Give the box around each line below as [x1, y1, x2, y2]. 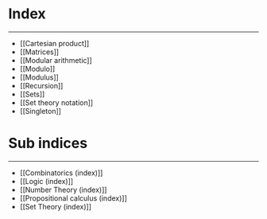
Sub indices [8, 135, 88, 152]
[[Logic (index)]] [19, 176, 74, 186]
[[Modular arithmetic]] [19, 55, 93, 65]
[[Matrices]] [19, 47, 60, 57]
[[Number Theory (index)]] [19, 185, 107, 194]
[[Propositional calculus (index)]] [19, 193, 127, 203]
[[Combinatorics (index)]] [19, 168, 103, 178]
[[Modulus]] [19, 72, 60, 82]
